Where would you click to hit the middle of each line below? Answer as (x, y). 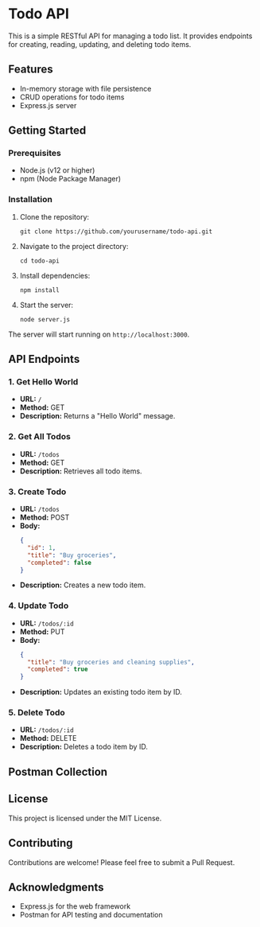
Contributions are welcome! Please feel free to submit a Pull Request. (122, 862)
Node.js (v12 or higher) (57, 170)
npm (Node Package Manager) (70, 179)
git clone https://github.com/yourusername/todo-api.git (116, 232)
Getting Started (47, 131)
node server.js (45, 319)
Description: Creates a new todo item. (83, 585)
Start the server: (47, 305)
